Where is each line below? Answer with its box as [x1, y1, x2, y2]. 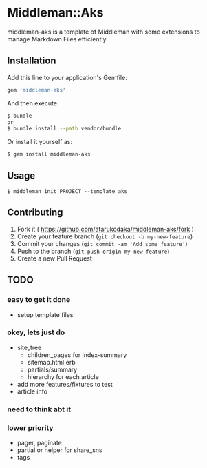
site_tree [17, 343, 42, 352]
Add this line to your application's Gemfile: [7, 73, 127, 81]
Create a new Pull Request [17, 254, 93, 263]
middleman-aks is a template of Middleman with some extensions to [7, 28, 201, 36]
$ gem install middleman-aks [7, 151, 91, 158]
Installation [7, 55, 56, 67]
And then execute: [7, 99, 59, 108]
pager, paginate [17, 439, 62, 447]
